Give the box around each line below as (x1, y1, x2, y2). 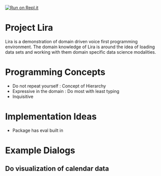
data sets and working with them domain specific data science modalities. (5, 49, 156, 55)
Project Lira (5, 22, 54, 33)
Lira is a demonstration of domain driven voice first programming (5, 38, 138, 44)
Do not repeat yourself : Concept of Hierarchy (12, 83, 107, 89)
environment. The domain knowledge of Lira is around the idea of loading (5, 44, 155, 50)
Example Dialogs (5, 145, 75, 156)
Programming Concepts (5, 67, 106, 78)
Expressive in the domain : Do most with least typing (12, 88, 120, 94)
